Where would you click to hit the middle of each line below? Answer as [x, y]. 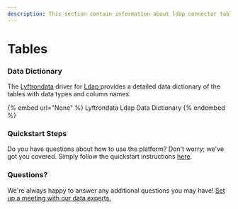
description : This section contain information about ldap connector [112, 14]
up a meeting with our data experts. [59, 198]
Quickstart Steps [37, 134]
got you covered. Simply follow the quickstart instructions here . [100, 157]
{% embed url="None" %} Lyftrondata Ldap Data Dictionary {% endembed [116, 108]
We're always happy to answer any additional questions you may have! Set [116, 190]
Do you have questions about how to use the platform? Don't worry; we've [116, 149]
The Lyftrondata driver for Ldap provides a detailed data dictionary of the [114, 86]
